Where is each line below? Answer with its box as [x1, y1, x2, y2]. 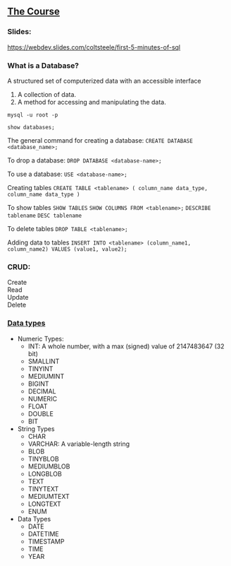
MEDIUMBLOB [27, 462, 70, 471]
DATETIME [27, 529, 59, 538]
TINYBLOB [27, 454, 59, 463]
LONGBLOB [27, 469, 62, 478]
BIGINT [27, 379, 49, 388]
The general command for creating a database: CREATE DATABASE [7, 136, 194, 144]
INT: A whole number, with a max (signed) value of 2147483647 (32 [27, 342, 225, 350]
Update [7, 293, 30, 302]
